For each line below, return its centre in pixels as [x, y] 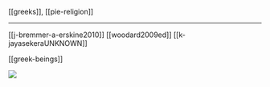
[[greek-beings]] [36, 59]
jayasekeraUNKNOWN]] [48, 43]
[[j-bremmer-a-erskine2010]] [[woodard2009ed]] [90, 35]
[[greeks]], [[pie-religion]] [51, 12]
